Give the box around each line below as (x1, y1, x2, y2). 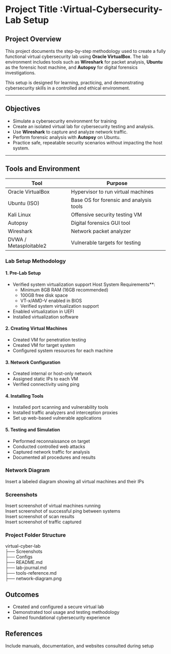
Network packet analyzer (71, 227, 131, 234)
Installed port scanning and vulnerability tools (12, 404, 108, 410)
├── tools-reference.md (5, 570, 57, 576)
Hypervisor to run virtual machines (71, 188, 154, 195)
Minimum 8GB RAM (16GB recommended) (20, 286, 108, 293)
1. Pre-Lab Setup (5, 270, 41, 276)
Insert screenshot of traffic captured (5, 519, 81, 525)
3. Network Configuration (5, 359, 61, 365)
